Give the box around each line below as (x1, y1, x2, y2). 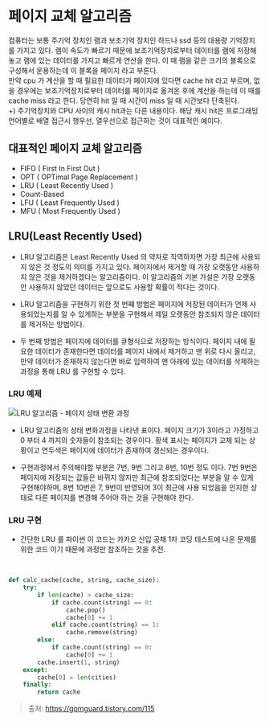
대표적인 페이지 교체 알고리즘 (8, 141, 143, 155)
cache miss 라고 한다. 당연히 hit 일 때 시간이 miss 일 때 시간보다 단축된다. (8, 96, 240, 105)
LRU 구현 (8, 514, 42, 526)
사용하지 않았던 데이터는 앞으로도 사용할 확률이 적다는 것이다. (28, 282, 219, 292)
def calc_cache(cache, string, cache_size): (8, 576, 160, 584)
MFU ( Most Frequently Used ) (19, 206, 120, 215)
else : (37, 636, 56, 644)
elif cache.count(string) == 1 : (51, 621, 160, 629)
